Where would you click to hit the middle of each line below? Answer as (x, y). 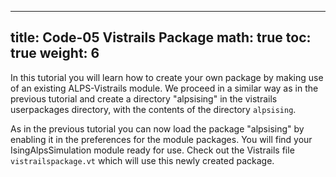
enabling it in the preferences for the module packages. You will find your (161, 139)
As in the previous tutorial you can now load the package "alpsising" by (157, 128)
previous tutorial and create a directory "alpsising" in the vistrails (144, 98)
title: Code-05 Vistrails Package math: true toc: (161, 37)
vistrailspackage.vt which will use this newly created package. (142, 160)
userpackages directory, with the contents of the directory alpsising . (153, 109)
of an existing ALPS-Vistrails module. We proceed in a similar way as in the (164, 88)
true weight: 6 (55, 53)
